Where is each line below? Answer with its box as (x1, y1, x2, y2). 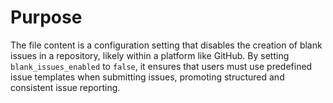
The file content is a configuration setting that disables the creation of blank (10, 39, 323, 51)
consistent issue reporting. (10, 81, 121, 93)
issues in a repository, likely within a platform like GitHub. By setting (10, 49, 290, 61)
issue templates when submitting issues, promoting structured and (10, 71, 285, 83)
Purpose (10, 6, 83, 29)
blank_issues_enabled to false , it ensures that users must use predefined (10, 60, 313, 72)
